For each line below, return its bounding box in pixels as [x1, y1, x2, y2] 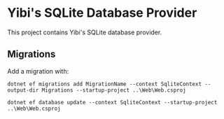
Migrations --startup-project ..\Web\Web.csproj [41, 86, 187, 94]
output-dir [7, 86, 39, 94]
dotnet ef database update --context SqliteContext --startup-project [7, 99, 218, 106]
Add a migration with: [7, 66, 69, 75]
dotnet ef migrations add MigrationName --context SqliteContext [7, 80, 202, 87]
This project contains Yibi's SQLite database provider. [7, 28, 162, 36]
